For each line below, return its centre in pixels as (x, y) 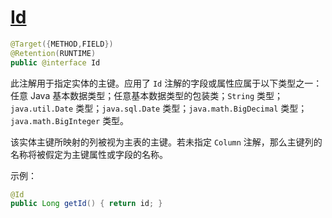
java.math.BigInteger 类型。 (70, 120)
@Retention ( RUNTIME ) (53, 53)
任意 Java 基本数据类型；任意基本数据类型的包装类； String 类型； (147, 95)
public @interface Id (55, 62)
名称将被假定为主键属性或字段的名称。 (89, 154)
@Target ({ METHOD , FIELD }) (62, 44)
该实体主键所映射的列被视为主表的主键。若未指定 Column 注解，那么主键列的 (166, 142)
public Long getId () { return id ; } (86, 204)
